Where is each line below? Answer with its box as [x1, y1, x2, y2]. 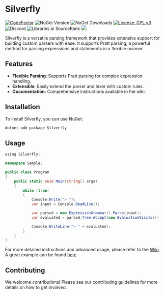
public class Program [5, 170, 50, 175]
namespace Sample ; [5, 161, 43, 166]
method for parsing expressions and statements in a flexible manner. [5, 45, 144, 51]
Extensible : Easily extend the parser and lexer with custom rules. [12, 83, 144, 89]
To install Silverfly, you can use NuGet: [5, 116, 83, 121]
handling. [12, 78, 31, 84]
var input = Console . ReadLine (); [31, 202, 100, 207]
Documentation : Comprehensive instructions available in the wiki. [12, 88, 146, 94]
